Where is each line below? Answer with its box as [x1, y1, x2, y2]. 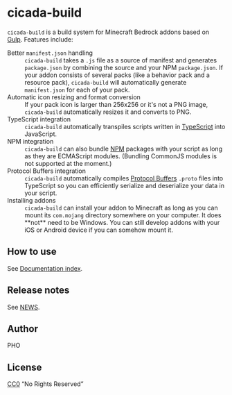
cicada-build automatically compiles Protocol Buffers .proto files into [24, 174, 224, 182]
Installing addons [7, 196, 56, 204]
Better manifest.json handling [7, 49, 93, 57]
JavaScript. [24, 130, 57, 138]
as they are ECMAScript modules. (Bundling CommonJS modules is [24, 151, 217, 160]
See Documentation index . [7, 264, 83, 272]
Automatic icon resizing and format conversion [7, 92, 141, 101]
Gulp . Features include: [7, 35, 74, 43]
